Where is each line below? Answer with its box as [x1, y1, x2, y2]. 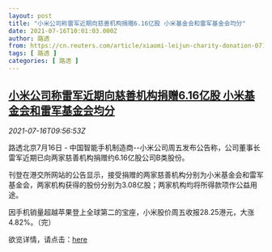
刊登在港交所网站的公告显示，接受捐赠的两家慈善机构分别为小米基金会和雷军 [8, 170, 264, 179]
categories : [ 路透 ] [8, 57, 79, 65]
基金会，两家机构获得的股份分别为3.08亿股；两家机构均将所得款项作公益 [8, 179, 251, 190]
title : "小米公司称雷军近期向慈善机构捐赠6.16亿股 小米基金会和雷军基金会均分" [8, 19, 246, 27]
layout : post [8, 11, 53, 20]
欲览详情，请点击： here [8, 234, 87, 244]
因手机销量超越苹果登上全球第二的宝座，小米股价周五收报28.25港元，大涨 [8, 207, 255, 216]
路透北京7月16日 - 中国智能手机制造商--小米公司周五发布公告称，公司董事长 [8, 142, 261, 152]
